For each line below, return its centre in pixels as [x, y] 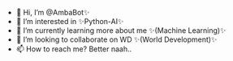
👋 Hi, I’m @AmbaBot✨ [53, 12]
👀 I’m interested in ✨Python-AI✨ [70, 21]
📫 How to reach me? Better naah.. [74, 49]
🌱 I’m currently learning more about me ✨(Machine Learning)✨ [121, 31]
